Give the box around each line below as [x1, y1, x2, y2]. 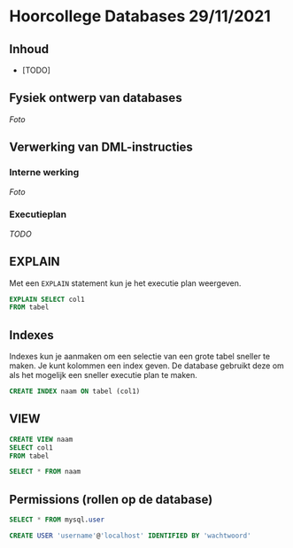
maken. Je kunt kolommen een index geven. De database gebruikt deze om [9, 360, 285, 371]
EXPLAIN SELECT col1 [9, 295, 86, 304]
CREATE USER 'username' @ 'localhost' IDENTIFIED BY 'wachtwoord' [9, 531, 251, 541]
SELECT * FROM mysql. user [9, 515, 104, 524]
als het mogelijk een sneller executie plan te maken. [9, 370, 197, 381]
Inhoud [9, 42, 50, 57]
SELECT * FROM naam [9, 467, 81, 476]
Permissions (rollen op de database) [9, 491, 213, 506]
